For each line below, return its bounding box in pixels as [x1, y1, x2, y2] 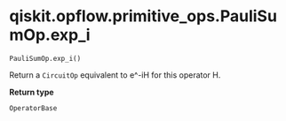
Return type [9, 87, 55, 97]
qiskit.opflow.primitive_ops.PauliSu [9, 6, 278, 26]
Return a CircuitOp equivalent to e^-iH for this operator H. [9, 69, 221, 80]
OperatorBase [9, 103, 58, 112]
